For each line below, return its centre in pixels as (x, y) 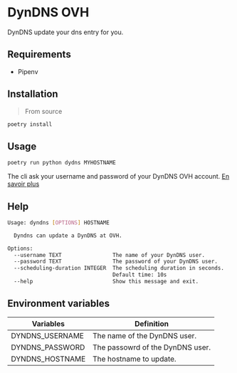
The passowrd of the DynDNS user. (152, 347)
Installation (33, 94)
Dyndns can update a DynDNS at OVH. (68, 236)
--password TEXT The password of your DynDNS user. (116, 262)
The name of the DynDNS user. (144, 335)
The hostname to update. (134, 359)
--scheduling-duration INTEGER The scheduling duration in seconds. (119, 268)
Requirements (39, 54)
